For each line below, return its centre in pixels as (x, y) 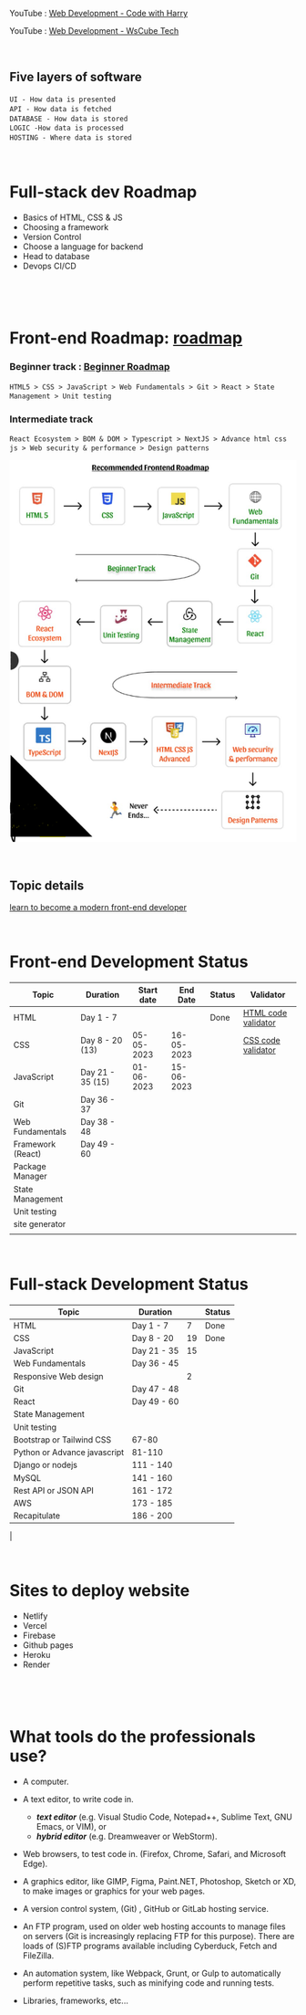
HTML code (265, 1013)
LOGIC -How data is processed (67, 128)
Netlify (35, 1616)
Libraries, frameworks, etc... (76, 2000)
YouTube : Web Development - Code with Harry (99, 13)
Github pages (48, 1645)
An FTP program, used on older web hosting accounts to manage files (154, 1926)
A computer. (46, 1781)
